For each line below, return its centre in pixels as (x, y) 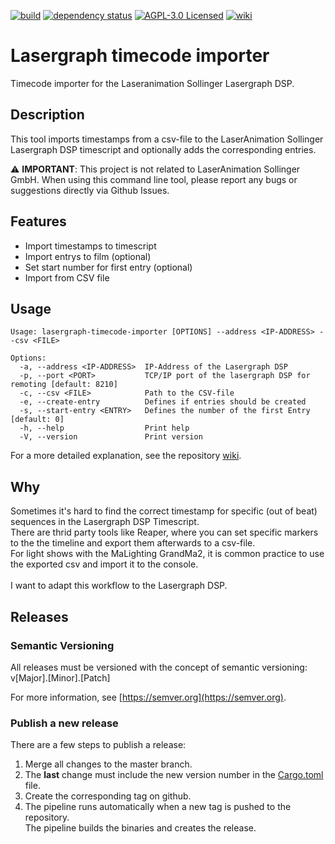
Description (47, 115)
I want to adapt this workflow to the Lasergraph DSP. (119, 586)
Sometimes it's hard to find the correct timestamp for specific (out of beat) (164, 511)
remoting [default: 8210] (64, 385)
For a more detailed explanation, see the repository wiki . (126, 456)
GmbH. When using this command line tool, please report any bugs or (154, 179)
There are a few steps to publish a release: (98, 745)
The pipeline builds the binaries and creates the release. (140, 828)
